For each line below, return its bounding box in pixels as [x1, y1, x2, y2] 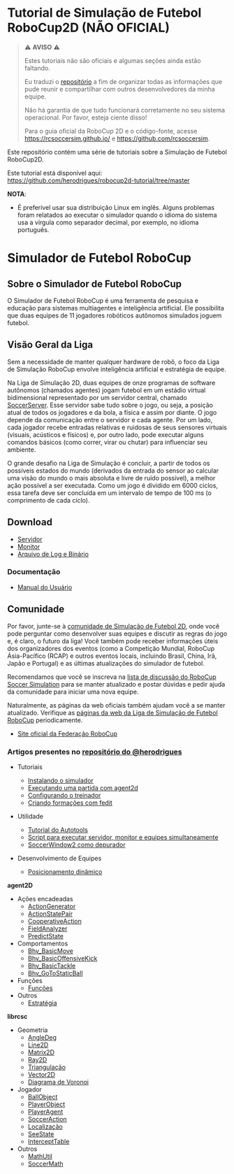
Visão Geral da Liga [7, 339, 93, 351]
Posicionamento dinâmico [27, 867, 103, 875]
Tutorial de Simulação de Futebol [7, 5, 202, 21]
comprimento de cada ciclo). [7, 496, 90, 504]
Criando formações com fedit [27, 799, 113, 807]
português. [17, 225, 50, 234]
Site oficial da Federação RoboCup [17, 729, 117, 738]
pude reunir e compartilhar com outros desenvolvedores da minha [24, 85, 215, 93]
